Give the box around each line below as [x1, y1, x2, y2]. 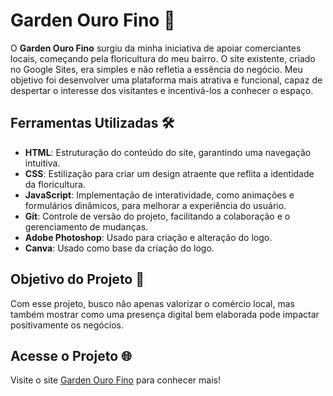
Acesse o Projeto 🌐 [10, 347, 132, 364]
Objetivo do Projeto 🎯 [10, 271, 145, 288]
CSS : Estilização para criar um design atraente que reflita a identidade [24, 167, 315, 179]
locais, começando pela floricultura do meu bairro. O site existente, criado [10, 52, 316, 64]
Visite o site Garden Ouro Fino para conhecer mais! [10, 374, 221, 386]
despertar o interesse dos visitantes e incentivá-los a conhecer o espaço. [10, 84, 314, 96]
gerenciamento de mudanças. [24, 220, 149, 233]
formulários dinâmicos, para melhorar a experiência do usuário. [24, 199, 287, 211]
